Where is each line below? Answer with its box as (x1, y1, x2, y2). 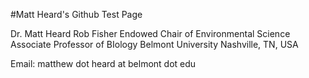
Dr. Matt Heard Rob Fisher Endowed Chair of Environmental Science (10, 28, 291, 39)
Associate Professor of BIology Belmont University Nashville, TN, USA (10, 39, 299, 50)
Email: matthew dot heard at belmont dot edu (10, 58, 197, 69)
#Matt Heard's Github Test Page (10, 9, 143, 20)
